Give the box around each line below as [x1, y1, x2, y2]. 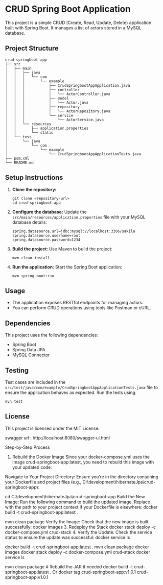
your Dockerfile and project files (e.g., [5, 479, 82, 485]
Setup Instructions [5, 173, 63, 182]
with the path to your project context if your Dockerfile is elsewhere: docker [5, 504, 158, 510]
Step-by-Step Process [5, 444, 50, 450]
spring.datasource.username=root [12, 233, 81, 238]
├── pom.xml [5, 156, 29, 161]
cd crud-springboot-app [12, 200, 61, 205]
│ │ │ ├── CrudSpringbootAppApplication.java [5, 83, 131, 88]
